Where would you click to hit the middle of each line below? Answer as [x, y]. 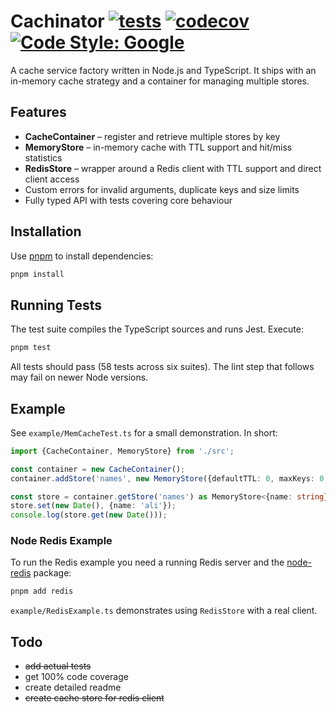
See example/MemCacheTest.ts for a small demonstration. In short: [144, 432]
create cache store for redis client [94, 698]
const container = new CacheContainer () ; [98, 469]
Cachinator [57, 21]
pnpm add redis [42, 591]
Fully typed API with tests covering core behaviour [128, 200]
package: [52, 573]
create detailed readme [73, 687]
